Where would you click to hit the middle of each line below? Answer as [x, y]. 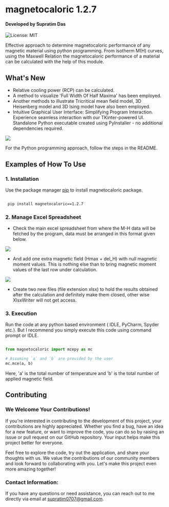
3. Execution [21, 313]
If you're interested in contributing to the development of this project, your [83, 421]
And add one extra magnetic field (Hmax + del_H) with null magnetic [85, 259]
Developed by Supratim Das [36, 24]
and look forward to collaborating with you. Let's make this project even [81, 463]
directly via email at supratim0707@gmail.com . [55, 499]
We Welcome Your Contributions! [48, 409]
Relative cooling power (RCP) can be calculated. [64, 90]
